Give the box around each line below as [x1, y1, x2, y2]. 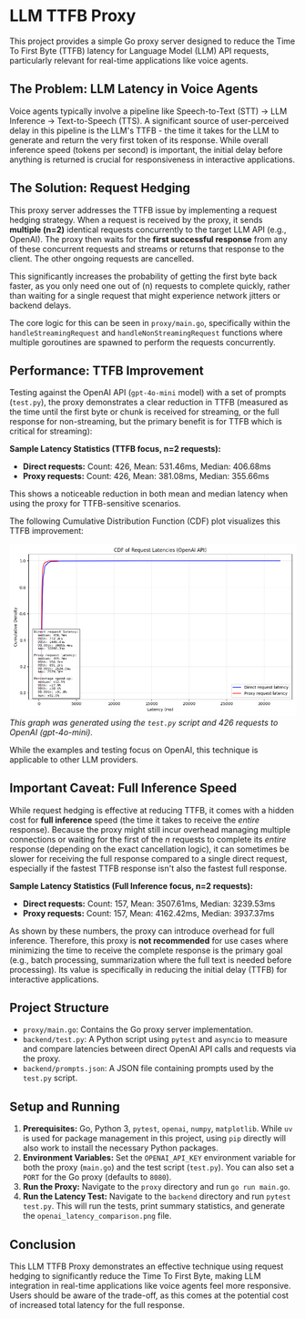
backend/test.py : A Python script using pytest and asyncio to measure [22, 1034, 289, 1045]
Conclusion [9, 1236, 76, 1253]
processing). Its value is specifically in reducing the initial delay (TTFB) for [9, 964, 288, 975]
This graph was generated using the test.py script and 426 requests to [9, 717, 279, 728]
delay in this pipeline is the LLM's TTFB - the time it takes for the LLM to [9, 125, 280, 136]
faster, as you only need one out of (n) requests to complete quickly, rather [9, 280, 291, 291]
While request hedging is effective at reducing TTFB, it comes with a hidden [9, 804, 294, 815]
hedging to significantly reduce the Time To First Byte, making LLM [9, 1271, 261, 1282]
